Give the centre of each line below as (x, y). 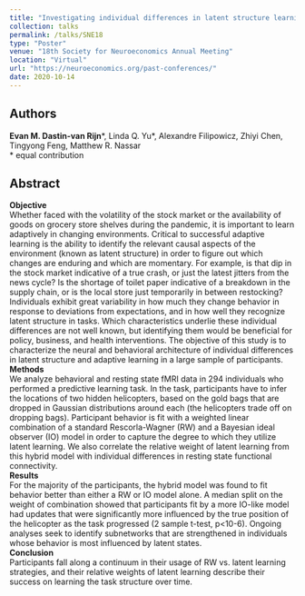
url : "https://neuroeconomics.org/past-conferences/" (113, 69)
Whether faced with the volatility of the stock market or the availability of (145, 215)
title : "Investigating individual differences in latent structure (140, 18)
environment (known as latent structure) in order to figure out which (136, 253)
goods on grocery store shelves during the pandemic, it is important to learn (152, 224)
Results (24, 476)
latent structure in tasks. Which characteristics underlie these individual (143, 321)
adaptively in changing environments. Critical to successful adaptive (137, 234)
